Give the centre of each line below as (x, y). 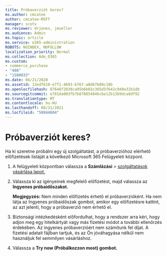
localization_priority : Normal (38, 52)
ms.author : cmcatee (25, 15)
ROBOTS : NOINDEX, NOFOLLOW (33, 47)
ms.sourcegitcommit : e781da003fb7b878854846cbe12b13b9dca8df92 (72, 94)
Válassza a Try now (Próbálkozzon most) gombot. (65, 248)
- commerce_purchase (27, 66)
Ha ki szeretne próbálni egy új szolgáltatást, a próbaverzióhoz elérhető (78, 151)
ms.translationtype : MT (30, 98)
